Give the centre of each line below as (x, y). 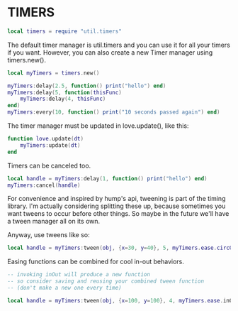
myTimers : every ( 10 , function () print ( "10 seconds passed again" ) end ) (114, 112)
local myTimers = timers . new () (53, 73)
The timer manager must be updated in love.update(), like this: (98, 126)
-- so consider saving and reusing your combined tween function (106, 281)
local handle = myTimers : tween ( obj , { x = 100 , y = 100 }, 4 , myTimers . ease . (115, 300)
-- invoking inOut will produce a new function (79, 275)
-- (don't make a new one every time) (64, 288)
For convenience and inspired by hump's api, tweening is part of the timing (117, 199)
